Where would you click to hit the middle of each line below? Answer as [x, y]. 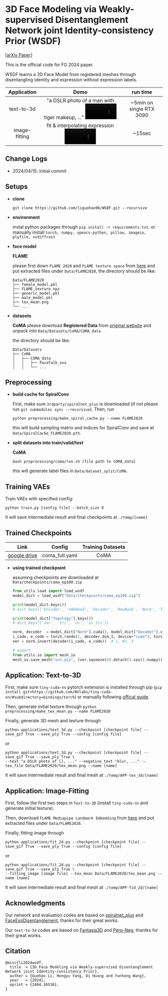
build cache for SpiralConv [41, 394]
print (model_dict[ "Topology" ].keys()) [53, 618]
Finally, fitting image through [34, 833]
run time [142, 92]
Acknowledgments [35, 903]
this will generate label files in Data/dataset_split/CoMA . [70, 471]
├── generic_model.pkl [36, 293]
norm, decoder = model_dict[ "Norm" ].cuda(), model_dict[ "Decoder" [84, 632]
